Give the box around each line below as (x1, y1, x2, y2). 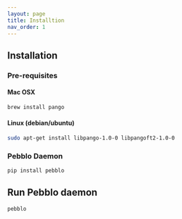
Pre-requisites (7, 70, 58, 80)
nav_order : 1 (7, 23, 46, 30)
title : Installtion (7, 17, 65, 24)
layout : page (7, 10, 46, 18)
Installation (7, 49, 58, 61)
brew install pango (7, 104, 65, 111)
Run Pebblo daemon (7, 187, 97, 199)
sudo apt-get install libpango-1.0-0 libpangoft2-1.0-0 (7, 134, 175, 142)
